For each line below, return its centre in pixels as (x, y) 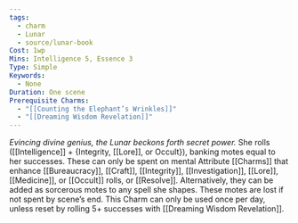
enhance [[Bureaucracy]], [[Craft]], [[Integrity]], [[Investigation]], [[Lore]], (144, 171)
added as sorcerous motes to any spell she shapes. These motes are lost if (147, 190)
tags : (19, 17)
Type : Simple (33, 68)
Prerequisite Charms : (49, 100)
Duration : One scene (48, 92)
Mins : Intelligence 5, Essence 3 (71, 59)
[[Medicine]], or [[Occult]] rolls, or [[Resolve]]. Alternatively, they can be (141, 180)
